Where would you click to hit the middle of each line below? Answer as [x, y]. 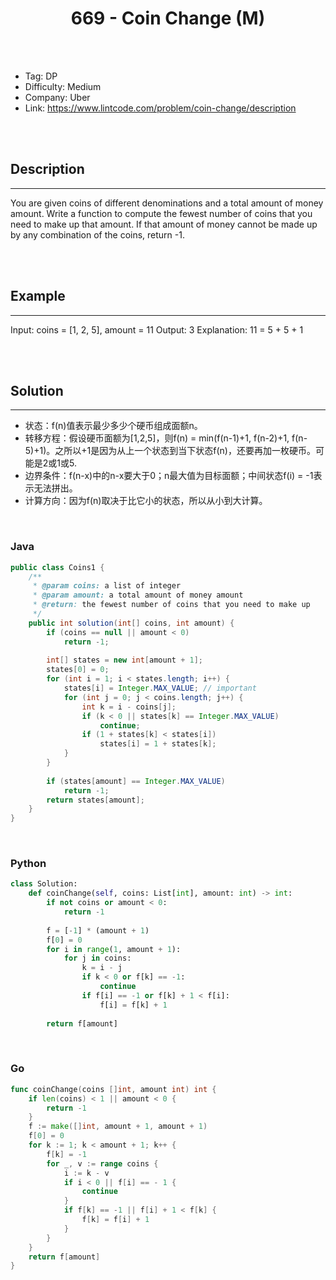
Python [28, 864]
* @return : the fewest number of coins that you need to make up [171, 605]
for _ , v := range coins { [102, 1163]
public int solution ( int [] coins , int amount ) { [131, 623]
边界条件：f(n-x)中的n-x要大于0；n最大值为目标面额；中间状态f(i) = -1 [169, 476]
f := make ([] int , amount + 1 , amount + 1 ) [118, 1127]
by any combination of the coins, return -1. [97, 234]
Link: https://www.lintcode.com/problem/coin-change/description [160, 108]
